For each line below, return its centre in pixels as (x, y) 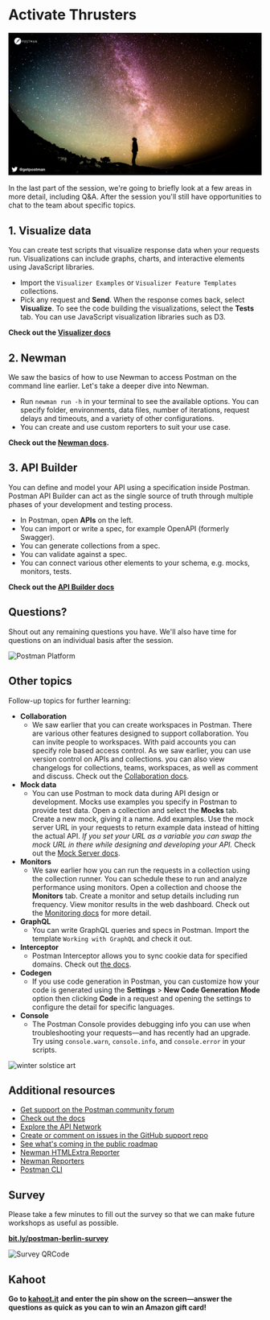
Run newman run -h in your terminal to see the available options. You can (139, 402)
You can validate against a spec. (74, 554)
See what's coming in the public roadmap (89, 1144)
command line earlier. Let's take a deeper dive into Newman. (108, 386)
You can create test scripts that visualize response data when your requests (134, 250)
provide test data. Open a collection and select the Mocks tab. (135, 810)
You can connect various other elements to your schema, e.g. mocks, (135, 563)
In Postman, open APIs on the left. (77, 520)
